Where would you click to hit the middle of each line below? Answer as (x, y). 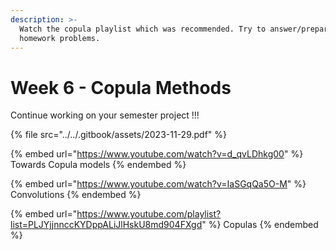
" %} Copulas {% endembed (260, 225)
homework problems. (60, 38)
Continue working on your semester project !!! (105, 115)
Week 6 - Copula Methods (121, 87)
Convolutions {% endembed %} (76, 195)
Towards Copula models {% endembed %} (98, 165)
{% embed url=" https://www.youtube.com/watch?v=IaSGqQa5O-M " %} (158, 184)
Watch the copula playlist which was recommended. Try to (143, 29)
